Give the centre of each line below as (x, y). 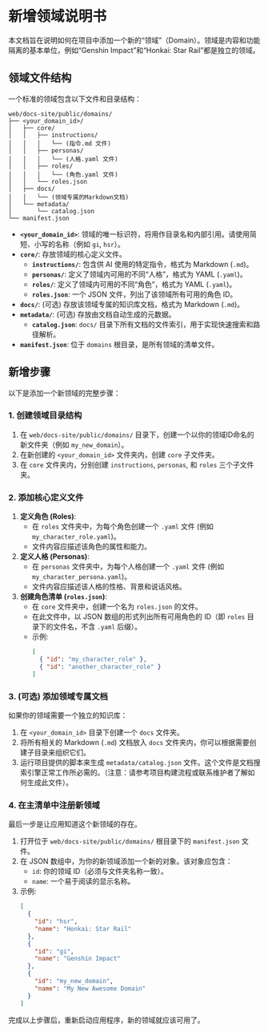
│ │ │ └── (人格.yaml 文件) (63, 159)
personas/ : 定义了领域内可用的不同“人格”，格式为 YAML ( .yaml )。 (139, 274)
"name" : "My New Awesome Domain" (90, 988)
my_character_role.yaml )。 (76, 536)
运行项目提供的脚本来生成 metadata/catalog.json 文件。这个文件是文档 (137, 762)
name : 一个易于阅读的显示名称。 (83, 881)
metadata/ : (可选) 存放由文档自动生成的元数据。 (98, 314)
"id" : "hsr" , (56, 921)
